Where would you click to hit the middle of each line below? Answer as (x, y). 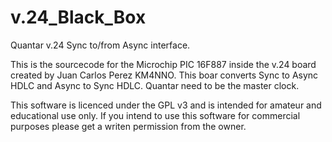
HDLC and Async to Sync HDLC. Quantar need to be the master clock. (155, 85)
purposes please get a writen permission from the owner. (128, 126)
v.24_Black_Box (78, 17)
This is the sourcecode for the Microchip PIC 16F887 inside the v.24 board (163, 64)
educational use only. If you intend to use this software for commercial (155, 115)
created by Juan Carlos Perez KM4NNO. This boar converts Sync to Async (164, 75)
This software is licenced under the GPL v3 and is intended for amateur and (166, 105)
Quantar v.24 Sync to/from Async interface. (100, 45)
